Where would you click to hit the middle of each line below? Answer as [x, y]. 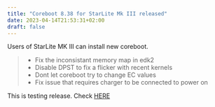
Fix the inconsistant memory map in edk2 [95, 60]
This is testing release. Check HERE [59, 96]
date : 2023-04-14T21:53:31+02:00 [56, 20]
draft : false [26, 27]
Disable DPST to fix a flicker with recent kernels [104, 68]
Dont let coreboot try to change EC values [95, 75]
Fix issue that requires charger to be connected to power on [122, 83]
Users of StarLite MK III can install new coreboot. [78, 47]
